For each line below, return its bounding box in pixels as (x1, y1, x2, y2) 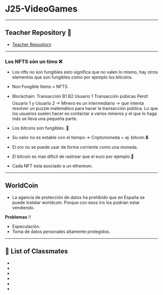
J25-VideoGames (5, 3, 78, 15)
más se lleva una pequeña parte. (12, 116, 78, 122)
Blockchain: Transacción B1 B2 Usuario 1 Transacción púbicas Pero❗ (12, 93, 148, 99)
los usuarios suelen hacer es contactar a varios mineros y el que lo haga (12, 110, 157, 117)
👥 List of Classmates (5, 247, 68, 255)
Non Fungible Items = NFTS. (12, 84, 69, 90)
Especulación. (12, 223, 40, 229)
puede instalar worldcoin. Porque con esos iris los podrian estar (12, 200, 140, 205)
